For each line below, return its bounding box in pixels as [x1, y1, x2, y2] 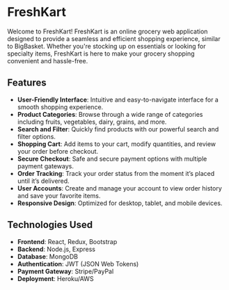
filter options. [17, 132, 56, 140]
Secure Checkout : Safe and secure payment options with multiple [17, 154, 207, 163]
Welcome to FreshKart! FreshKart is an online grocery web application [7, 27, 208, 35]
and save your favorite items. [17, 191, 101, 200]
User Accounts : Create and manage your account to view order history [17, 184, 223, 192]
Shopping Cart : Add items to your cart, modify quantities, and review [17, 140, 216, 148]
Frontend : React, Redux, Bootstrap [17, 237, 118, 245]
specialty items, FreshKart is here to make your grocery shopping [7, 49, 195, 58]
